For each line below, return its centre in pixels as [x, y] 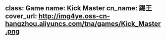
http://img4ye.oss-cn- [74, 16]
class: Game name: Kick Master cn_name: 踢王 [79, 8]
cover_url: [21, 16]
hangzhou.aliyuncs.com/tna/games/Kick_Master [83, 24]
